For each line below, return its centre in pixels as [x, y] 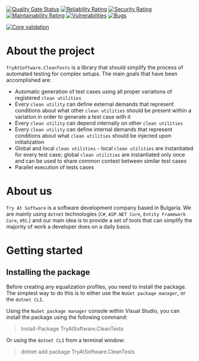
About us [29, 191]
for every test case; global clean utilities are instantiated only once [100, 154]
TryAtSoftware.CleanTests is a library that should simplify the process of [95, 67]
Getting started [45, 251]
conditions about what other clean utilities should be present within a [103, 110]
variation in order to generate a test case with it [72, 116]
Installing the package [48, 272]
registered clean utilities [48, 97]
